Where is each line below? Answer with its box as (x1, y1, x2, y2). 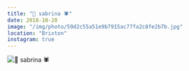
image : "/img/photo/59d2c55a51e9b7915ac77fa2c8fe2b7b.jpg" (7, 23, 183, 30)
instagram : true (7, 36, 55, 43)
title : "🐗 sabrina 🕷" (7, 10, 72, 17)
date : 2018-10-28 (7, 17, 58, 24)
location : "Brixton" (7, 29, 68, 37)
